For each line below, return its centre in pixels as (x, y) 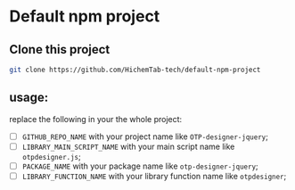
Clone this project (60, 50)
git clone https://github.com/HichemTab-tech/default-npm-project (135, 70)
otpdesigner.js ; (52, 156)
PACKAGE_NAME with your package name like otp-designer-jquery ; (140, 166)
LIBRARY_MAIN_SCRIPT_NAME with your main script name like (128, 146)
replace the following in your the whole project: (96, 119)
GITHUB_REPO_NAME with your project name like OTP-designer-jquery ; (145, 136)
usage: (29, 98)
